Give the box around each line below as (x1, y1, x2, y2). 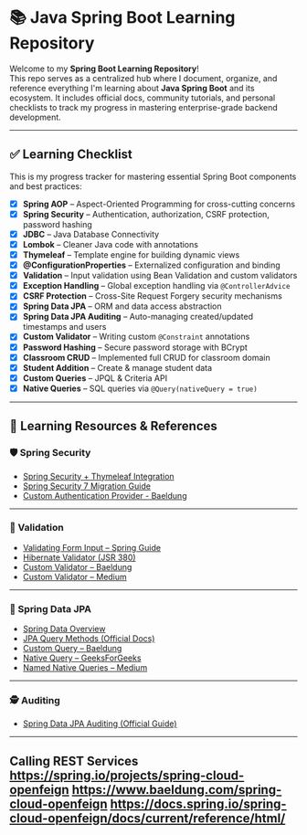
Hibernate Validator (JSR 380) (22, 552, 136, 563)
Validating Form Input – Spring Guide (22, 542, 162, 553)
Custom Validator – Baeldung (22, 561, 132, 572)
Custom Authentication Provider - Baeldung (22, 490, 187, 501)
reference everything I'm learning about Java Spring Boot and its (9, 82, 255, 93)
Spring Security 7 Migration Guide (22, 481, 151, 491)
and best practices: (9, 180, 82, 192)
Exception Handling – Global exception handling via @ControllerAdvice (22, 280, 291, 291)
